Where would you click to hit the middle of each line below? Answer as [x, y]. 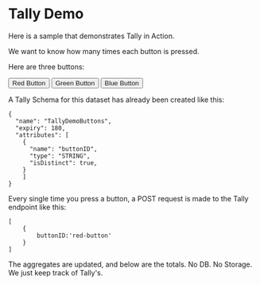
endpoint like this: [37, 207]
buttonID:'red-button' [74, 236]
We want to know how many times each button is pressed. [104, 51]
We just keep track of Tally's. [56, 272]
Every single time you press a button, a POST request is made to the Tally [128, 198]
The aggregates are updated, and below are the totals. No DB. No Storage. [130, 264]
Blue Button [122, 83]
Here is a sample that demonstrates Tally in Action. [91, 36]
